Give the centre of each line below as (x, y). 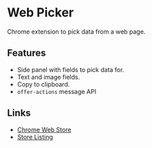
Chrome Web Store (44, 129)
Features (26, 53)
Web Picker (41, 13)
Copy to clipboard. (43, 84)
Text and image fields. (48, 77)
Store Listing (35, 137)
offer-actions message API (56, 91)
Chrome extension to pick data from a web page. (76, 32)
